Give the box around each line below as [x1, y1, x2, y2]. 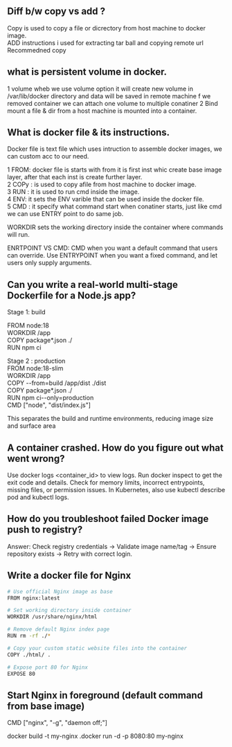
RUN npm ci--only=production [7, 394, 94, 402]
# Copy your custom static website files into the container [7, 645, 188, 651]
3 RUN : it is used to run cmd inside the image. [7, 188, 140, 196]
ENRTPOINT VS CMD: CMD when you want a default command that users [7, 244, 218, 252]
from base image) [7, 700, 85, 712]
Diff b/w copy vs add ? [7, 6, 106, 17]
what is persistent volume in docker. [7, 66, 168, 78]
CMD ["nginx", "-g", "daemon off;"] [7, 719, 107, 727]
